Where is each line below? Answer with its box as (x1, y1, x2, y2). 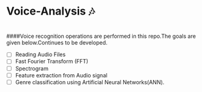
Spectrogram (15, 65, 49, 72)
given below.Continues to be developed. (6, 39, 108, 46)
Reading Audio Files (15, 51, 66, 58)
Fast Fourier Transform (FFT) (15, 58, 89, 65)
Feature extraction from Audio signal (15, 71, 108, 79)
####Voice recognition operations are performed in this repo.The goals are (6, 32, 196, 40)
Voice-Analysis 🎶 (6, 4, 95, 18)
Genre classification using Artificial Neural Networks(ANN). (15, 78, 165, 86)
